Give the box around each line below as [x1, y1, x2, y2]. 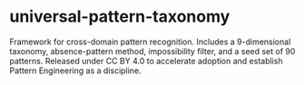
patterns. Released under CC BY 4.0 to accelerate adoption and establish [9, 55, 283, 66]
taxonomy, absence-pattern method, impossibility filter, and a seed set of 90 [9, 45, 296, 56]
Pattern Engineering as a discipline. [9, 65, 142, 76]
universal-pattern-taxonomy [9, 6, 230, 27]
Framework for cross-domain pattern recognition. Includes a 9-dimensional [9, 36, 291, 47]
